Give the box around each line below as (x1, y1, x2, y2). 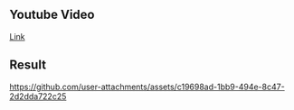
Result (9, 58, 47, 73)
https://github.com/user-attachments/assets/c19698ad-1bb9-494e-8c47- (9, 81, 285, 92)
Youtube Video (9, 7, 95, 23)
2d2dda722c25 (9, 90, 67, 102)
